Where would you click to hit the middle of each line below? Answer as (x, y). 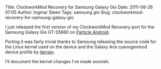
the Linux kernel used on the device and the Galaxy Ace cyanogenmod (76, 47)
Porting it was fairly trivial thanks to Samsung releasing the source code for (81, 42)
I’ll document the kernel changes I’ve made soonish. (57, 61)
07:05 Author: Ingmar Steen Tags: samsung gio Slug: (58, 12)
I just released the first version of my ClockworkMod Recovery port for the (80, 27)
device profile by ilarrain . (30, 52)
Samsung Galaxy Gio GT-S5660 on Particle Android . (57, 32)
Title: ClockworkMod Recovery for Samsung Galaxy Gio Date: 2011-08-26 (79, 7)
